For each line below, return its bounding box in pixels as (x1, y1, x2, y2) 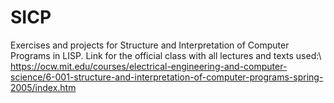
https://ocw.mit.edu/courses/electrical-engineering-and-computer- (10, 60, 288, 72)
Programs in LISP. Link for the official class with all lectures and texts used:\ (10, 49, 322, 61)
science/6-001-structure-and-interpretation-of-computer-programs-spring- (10, 71, 324, 83)
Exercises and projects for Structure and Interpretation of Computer (10, 39, 290, 51)
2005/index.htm (10, 81, 77, 93)
